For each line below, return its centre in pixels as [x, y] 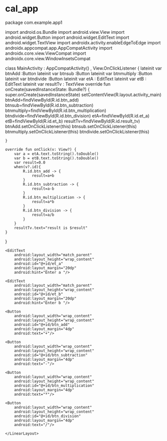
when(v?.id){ [28, 167]
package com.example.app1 [34, 22]
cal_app [22, 9]
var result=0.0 [30, 162]
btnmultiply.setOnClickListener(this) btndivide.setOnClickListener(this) [77, 131]
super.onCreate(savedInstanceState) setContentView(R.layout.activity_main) [83, 95]
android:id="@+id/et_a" [39, 264]
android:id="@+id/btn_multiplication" [54, 386]
